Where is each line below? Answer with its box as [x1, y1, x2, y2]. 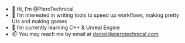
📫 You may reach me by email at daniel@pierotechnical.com [11, 31, 159, 37]
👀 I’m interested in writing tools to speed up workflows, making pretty [11, 12, 180, 19]
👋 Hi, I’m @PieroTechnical [11, 6, 74, 12]
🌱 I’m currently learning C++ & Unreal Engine [11, 24, 120, 31]
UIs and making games [11, 18, 67, 24]
